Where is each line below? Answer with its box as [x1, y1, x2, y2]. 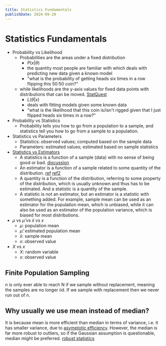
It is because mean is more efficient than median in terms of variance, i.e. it [5, 320, 158, 326]
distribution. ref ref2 [19, 170, 61, 176]
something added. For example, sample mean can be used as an [19, 196, 152, 203]
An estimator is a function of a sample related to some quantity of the [19, 165, 161, 171]
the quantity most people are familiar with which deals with [27, 65, 147, 71]
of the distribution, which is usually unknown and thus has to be [19, 181, 150, 187]
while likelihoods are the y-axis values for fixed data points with [19, 86, 149, 92]
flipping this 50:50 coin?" [27, 81, 79, 87]
